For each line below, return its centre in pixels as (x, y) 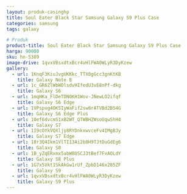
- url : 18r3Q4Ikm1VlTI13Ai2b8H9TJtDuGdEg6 (66, 142)
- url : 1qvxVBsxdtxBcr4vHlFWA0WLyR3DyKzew (66, 176)
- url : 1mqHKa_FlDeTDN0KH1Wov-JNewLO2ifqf (66, 97)
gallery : (17, 68)
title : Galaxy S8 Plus (46, 159)
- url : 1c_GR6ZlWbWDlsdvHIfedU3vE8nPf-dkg (66, 85)
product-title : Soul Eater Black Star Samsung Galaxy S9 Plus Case (94, 46)
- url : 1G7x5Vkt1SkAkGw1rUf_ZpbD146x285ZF (66, 165)
